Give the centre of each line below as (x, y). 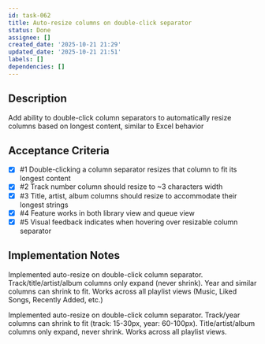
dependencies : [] (37, 67)
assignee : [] (30, 37)
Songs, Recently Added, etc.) (56, 299)
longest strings (44, 205)
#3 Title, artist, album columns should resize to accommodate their (128, 196)
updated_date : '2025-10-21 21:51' (65, 52)
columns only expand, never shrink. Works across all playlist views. (118, 331)
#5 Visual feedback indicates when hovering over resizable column (129, 222)
